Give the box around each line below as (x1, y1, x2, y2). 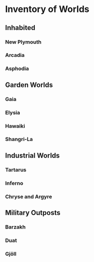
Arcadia (5, 51, 25, 58)
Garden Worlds (5, 80, 53, 89)
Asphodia (5, 65, 29, 72)
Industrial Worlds (5, 151, 60, 159)
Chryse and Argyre (5, 193, 52, 200)
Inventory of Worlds (5, 3, 90, 15)
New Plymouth (5, 38, 42, 45)
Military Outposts (5, 208, 61, 217)
